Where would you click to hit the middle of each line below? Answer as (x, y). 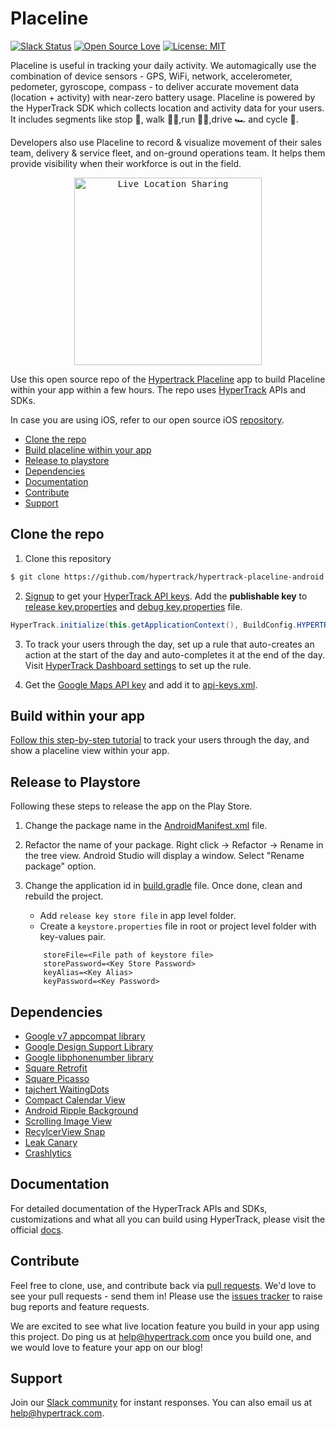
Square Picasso (57, 1078)
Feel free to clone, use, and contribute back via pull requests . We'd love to (163, 1285)
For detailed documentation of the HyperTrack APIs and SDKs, (139, 1208)
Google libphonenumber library (89, 1057)
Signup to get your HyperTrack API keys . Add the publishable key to (166, 596)
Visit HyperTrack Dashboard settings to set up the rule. (138, 665)
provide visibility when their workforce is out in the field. (126, 163)
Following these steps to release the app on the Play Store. (131, 806)
